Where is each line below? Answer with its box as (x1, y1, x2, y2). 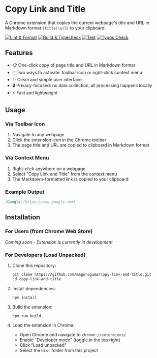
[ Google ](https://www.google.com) (5, 200, 76, 205)
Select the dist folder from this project (19, 348, 98, 354)
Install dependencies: (12, 285, 56, 291)
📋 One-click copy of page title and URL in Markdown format (12, 62, 135, 68)
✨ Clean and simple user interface (12, 76, 82, 82)
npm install (12, 295, 37, 300)
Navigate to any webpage (12, 132, 65, 138)
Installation (5, 213, 40, 222)
